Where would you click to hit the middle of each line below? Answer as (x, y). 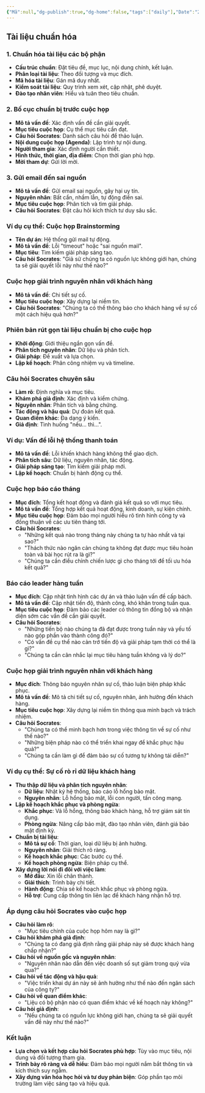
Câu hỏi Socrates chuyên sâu (51, 379)
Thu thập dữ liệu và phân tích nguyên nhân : (71, 785)
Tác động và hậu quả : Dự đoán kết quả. (65, 412)
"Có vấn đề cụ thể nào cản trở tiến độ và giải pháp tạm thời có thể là (110, 642)
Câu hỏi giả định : (37, 1009)
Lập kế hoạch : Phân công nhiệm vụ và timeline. (75, 363)
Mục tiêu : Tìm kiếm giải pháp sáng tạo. (64, 253)
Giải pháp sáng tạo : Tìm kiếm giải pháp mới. (71, 467)
